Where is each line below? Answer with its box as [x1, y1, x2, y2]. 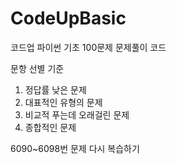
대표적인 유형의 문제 [24, 96, 103, 108]
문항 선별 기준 [10, 62, 65, 74]
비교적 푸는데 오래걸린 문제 [24, 108, 130, 121]
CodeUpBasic [10, 7, 127, 30]
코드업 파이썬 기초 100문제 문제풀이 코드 [10, 41, 167, 53]
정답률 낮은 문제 [24, 83, 87, 96]
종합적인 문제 [24, 121, 77, 133]
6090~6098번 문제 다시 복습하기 [10, 142, 140, 154]
